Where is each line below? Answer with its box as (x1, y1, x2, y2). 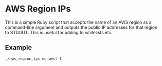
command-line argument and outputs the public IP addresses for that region (5, 24, 158, 30)
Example (5, 43, 32, 52)
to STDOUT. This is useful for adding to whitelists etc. (5, 29, 113, 35)
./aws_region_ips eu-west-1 (5, 56, 62, 61)
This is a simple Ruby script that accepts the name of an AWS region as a (5, 19, 152, 25)
